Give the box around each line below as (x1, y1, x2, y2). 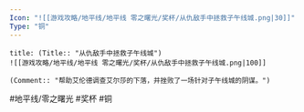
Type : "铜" (9, 22, 50, 31)
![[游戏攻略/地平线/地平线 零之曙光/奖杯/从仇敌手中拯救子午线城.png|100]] (9, 58, 267, 67)
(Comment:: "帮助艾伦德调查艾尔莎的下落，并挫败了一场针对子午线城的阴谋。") (9, 76, 271, 85)
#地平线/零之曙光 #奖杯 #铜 (9, 93, 112, 104)
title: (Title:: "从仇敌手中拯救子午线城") (9, 48, 162, 57)
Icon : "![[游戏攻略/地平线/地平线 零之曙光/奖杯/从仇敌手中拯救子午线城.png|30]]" (9, 13, 296, 23)
